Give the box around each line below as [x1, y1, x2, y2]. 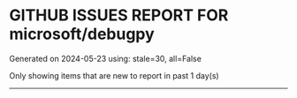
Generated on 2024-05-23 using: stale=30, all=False [9, 53, 202, 64]
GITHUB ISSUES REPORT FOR [9, 5, 229, 26]
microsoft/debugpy [9, 24, 155, 44]
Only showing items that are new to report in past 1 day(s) [9, 70, 219, 80]
